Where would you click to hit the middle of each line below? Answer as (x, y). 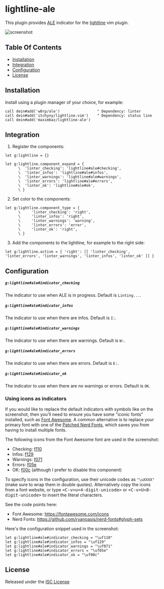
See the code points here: (31, 504)
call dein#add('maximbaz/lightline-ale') (48, 120)
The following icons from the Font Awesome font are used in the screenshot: (82, 439)
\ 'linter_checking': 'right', (54, 212)
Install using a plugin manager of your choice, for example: (64, 102)
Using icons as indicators (36, 398)
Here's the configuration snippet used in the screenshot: (62, 529)
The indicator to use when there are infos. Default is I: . (61, 318)
